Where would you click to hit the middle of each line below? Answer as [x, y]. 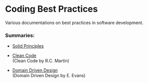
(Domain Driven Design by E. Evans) [49, 76]
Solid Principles [28, 46]
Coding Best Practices [52, 9]
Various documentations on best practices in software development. [74, 23]
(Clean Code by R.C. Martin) [41, 61]
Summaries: [20, 35]
